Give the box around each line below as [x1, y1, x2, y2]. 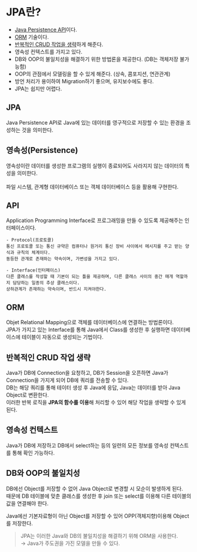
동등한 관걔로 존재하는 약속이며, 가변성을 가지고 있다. [6, 256, 120, 262]
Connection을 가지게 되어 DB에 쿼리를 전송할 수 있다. [6, 377, 129, 384]
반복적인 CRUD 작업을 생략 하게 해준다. [14, 41, 103, 48]
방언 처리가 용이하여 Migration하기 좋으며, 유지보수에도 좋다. [14, 77, 154, 84]
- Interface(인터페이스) [6, 267, 61, 273]
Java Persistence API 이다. [14, 26, 78, 33]
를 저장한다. [6, 520, 34, 527]
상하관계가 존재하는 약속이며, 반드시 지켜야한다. [6, 286, 107, 292]
